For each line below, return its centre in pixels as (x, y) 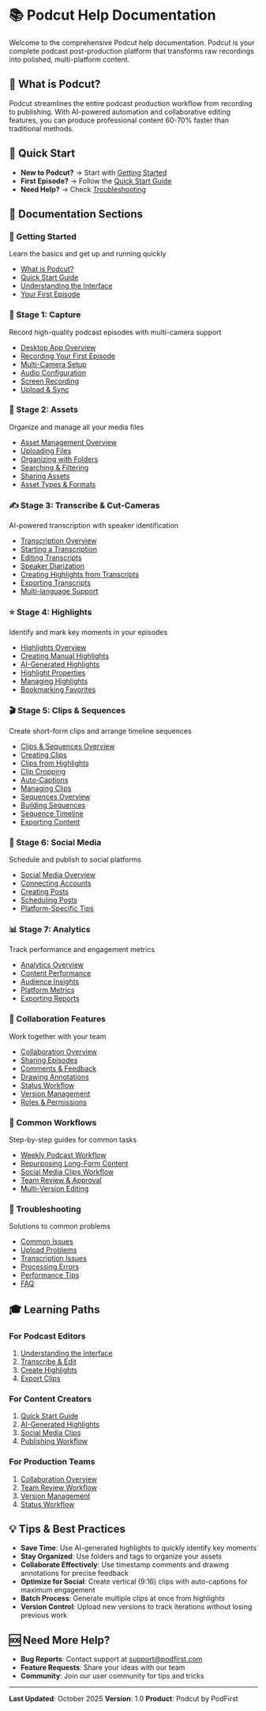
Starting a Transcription (59, 550)
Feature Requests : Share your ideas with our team (103, 1668)
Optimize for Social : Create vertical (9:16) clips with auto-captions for (134, 1581)
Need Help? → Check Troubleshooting (83, 189)
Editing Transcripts (51, 557)
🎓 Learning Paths (54, 1309)
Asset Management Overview (69, 442)
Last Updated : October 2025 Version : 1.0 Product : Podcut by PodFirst (124, 1699)
